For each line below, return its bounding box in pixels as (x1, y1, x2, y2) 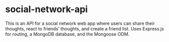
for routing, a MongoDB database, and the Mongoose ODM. (5, 31, 130, 37)
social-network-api (5, 4, 88, 15)
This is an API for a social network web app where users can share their (5, 20, 155, 26)
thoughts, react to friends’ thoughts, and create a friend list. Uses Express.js (5, 25, 164, 31)
